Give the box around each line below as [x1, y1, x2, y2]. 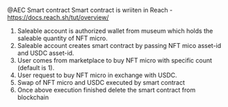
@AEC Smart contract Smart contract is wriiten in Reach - [7, 6, 173, 14]
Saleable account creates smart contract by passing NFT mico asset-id [17, 42, 222, 49]
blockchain [17, 93, 49, 101]
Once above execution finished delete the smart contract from [17, 86, 196, 94]
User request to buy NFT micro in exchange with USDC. [17, 71, 177, 79]
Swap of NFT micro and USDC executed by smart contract [17, 79, 186, 86]
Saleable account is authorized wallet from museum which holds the [17, 27, 213, 35]
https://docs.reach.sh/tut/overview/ [7, 13, 109, 22]
